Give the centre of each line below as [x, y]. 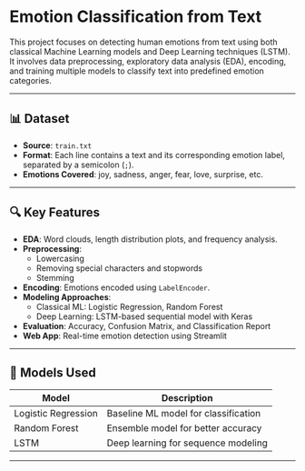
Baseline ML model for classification [184, 414]
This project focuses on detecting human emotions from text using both [144, 42]
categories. [30, 80]
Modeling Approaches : [67, 296]
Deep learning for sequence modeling [187, 443]
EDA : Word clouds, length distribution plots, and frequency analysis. [150, 239]
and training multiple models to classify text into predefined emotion [137, 71]
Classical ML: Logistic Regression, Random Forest [129, 306]
